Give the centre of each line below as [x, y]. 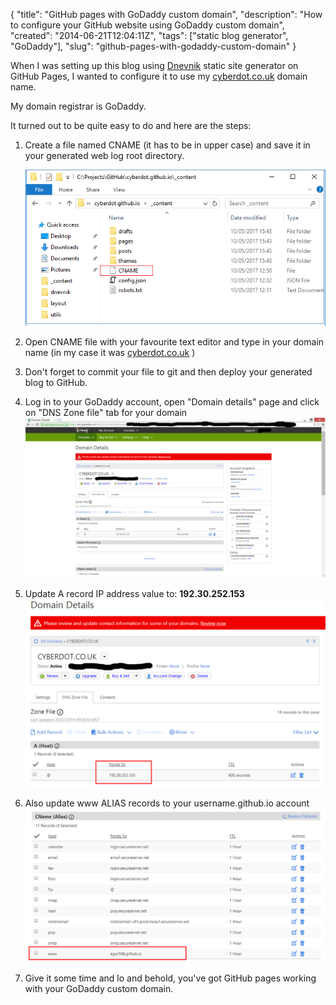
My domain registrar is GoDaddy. [78, 106]
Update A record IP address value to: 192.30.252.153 [134, 593]
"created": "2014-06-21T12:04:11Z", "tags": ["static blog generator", [149, 35]
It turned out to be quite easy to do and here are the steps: [131, 125]
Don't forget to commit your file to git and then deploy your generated [168, 371]
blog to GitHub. [56, 382]
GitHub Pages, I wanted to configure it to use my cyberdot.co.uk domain [159, 76]
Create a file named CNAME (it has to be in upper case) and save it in [167, 145]
